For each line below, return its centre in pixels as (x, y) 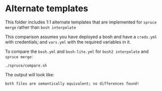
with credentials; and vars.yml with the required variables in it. (68, 42)
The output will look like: (30, 74)
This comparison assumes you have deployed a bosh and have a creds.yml (81, 37)
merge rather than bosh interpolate (40, 27)
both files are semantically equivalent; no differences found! (72, 84)
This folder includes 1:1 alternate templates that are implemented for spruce (81, 22)
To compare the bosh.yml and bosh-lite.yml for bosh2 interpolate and (77, 51)
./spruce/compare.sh (26, 66)
